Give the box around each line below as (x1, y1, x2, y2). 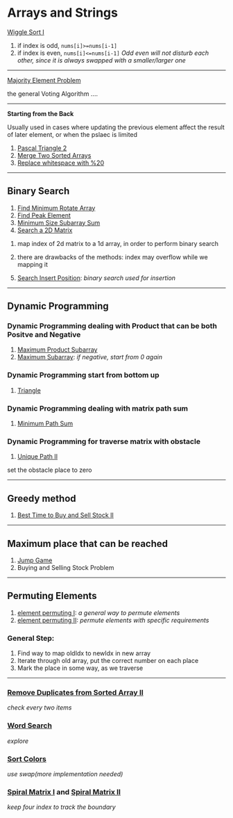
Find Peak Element (17, 211, 71, 220)
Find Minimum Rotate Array (17, 204, 96, 212)
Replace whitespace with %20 (17, 158, 105, 167)
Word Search (7, 721, 52, 730)
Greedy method (7, 492, 76, 505)
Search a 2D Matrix (17, 226, 73, 234)
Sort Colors (7, 754, 47, 764)
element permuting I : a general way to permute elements (17, 608, 180, 616)
